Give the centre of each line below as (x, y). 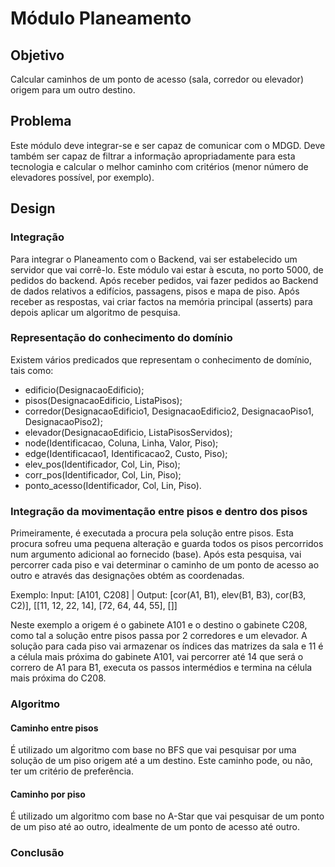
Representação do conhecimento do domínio (121, 338)
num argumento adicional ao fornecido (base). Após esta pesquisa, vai (156, 554)
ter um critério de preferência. (72, 771)
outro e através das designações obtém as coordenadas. (127, 576)
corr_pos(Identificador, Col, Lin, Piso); (103, 474)
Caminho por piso (48, 794)
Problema (41, 121)
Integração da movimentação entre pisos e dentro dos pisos (159, 511)
